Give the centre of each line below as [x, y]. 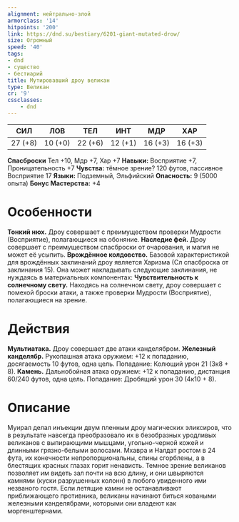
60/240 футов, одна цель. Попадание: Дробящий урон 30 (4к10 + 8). [112, 379]
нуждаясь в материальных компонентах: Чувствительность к [103, 277]
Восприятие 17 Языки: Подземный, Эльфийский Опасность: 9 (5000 [112, 175]
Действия [39, 329]
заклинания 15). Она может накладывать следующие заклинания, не [112, 270]
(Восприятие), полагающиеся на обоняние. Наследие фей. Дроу [107, 239]
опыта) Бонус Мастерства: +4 [54, 183]
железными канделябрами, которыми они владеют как [92, 503]
